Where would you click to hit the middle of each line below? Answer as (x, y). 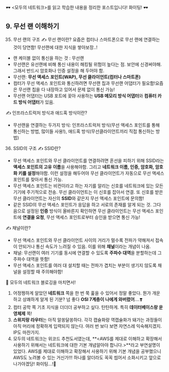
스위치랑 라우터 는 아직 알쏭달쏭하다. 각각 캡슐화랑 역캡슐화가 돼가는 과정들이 (88, 320)
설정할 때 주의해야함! (43, 271)
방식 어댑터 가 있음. (36, 102)
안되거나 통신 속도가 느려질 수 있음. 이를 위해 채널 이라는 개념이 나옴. (85, 246)
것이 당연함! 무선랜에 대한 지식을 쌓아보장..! (55, 47)
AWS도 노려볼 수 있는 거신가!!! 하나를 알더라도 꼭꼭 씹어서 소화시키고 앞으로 (87, 357)
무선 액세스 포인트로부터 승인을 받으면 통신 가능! (93, 217)
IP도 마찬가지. (26, 332)
